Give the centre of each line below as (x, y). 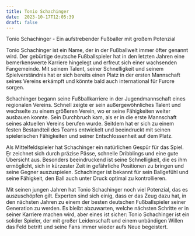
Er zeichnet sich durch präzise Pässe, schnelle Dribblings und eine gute (92, 154)
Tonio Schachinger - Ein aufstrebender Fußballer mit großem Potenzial (91, 39)
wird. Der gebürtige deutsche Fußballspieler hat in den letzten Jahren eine (95, 57)
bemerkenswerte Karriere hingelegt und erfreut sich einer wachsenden (91, 63)
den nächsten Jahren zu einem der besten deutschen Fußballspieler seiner (96, 202)
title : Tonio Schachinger (37, 11)
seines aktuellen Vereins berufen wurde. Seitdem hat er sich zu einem (90, 124)
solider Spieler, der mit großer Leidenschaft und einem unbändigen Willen (95, 221)
